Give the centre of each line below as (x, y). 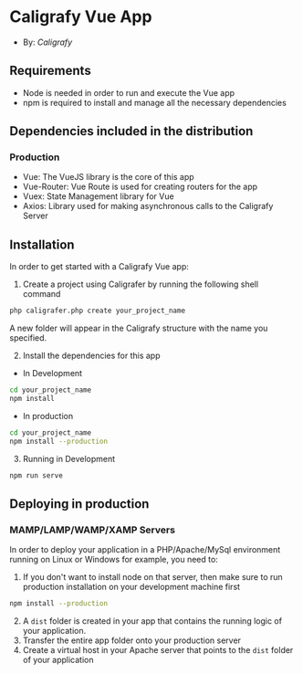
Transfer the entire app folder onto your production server (132, 640)
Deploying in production (79, 504)
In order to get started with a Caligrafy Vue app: (99, 267)
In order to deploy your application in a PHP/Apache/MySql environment (145, 550)
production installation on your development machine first (131, 587)
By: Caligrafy (47, 42)
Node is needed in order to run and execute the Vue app (129, 92)
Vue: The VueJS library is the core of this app (108, 177)
